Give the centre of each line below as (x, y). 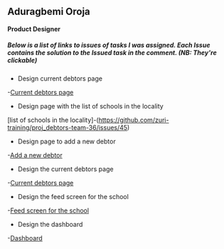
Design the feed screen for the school (73, 196)
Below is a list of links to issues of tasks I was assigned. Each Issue (109, 45)
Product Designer (34, 29)
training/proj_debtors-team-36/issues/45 (68, 127)
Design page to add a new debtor (66, 141)
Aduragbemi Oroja (49, 12)
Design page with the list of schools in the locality (90, 106)
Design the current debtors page (65, 169)
